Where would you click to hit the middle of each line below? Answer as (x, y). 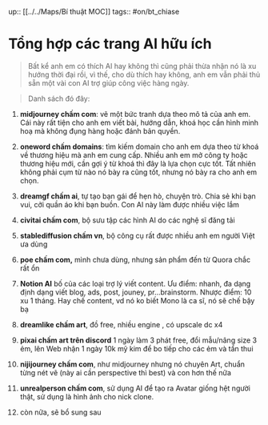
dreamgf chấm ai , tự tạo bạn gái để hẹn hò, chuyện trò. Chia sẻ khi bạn (138, 196)
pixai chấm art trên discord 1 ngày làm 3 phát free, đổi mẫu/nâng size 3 (138, 340)
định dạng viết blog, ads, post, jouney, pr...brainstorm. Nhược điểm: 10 (136, 292)
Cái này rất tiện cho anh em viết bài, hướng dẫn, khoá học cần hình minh (139, 122)
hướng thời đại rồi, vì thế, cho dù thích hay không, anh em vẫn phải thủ (144, 74)
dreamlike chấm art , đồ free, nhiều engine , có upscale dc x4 (121, 324)
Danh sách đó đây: (59, 98)
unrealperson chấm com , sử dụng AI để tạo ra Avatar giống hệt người (135, 388)
